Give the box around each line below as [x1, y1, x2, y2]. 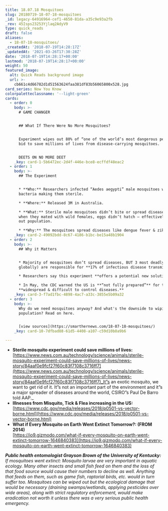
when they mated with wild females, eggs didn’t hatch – [18, 214, 140, 219]
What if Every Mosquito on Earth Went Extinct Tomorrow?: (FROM [12, 421, 152, 427]
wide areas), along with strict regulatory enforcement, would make [5, 489, 143, 495]
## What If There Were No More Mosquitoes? [18, 123, 111, 128]
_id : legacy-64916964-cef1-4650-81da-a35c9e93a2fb [5, 17, 113, 22]
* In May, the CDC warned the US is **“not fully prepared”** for [18, 283, 160, 288]
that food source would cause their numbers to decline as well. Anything [5, 468, 155, 474]
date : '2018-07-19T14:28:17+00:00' [5, 54, 79, 59]
